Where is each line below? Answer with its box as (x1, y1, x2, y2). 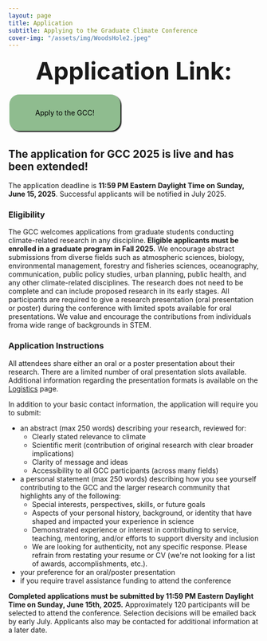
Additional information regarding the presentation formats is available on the (8, 376, 259, 385)
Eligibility (8, 209, 45, 220)
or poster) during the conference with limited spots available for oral (8, 304, 233, 313)
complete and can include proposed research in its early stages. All (8, 286, 230, 296)
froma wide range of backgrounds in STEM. (8, 320, 151, 330)
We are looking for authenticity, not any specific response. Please (31, 541, 248, 551)
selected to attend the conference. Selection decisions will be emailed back (8, 608, 257, 618)
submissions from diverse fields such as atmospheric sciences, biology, (8, 253, 245, 262)
